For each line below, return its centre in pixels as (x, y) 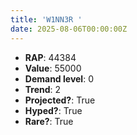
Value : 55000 (53, 68)
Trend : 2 (43, 89)
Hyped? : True (53, 110)
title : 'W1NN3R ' (46, 19)
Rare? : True (49, 121)
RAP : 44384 (50, 57)
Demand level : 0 (59, 78)
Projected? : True (60, 100)
